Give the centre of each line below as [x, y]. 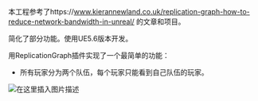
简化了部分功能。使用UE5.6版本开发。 [70, 39]
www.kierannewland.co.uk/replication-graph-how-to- [162, 12]
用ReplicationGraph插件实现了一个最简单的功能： [89, 55]
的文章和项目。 [161, 21]
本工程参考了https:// [41, 12]
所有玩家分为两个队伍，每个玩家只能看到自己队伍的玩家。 [114, 72]
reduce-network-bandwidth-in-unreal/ [72, 21]
